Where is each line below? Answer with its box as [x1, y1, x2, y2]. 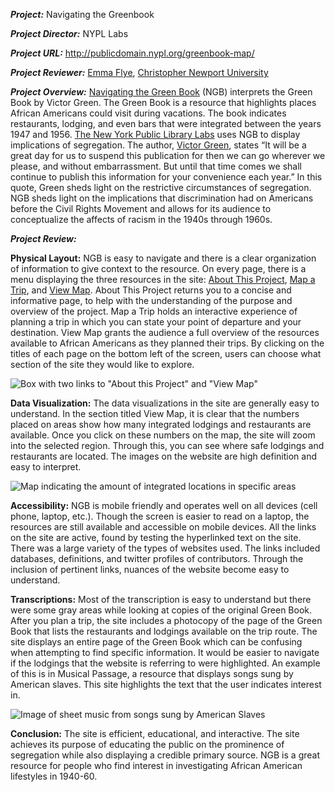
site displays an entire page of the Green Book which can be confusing [10, 636, 303, 648]
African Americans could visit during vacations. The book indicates [10, 107, 287, 119]
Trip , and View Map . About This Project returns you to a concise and [10, 284, 292, 296]
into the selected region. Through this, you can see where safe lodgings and [10, 440, 325, 451]
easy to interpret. [10, 461, 82, 473]
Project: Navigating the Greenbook [10, 9, 155, 20]
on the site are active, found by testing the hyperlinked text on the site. [10, 532, 302, 543]
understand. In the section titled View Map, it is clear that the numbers [10, 408, 300, 419]
